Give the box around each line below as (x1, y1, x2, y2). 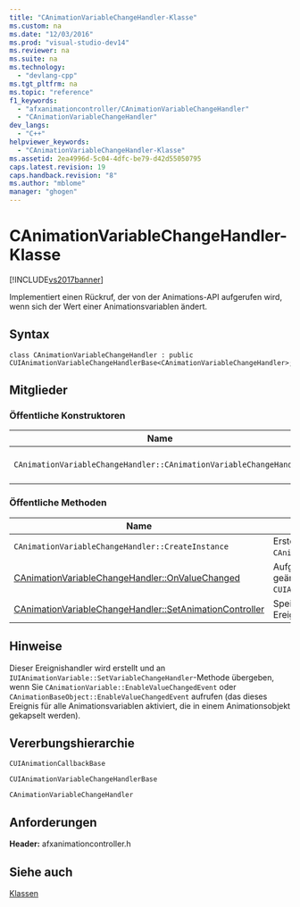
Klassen (9, 887, 38, 898)
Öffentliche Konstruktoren (9, 410, 126, 422)
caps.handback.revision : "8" (9, 171, 118, 179)
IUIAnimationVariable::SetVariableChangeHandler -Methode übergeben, (9, 671, 275, 683)
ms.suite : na (9, 54, 58, 63)
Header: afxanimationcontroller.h (9, 838, 131, 849)
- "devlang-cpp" (17, 71, 78, 80)
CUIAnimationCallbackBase (9, 760, 105, 769)
